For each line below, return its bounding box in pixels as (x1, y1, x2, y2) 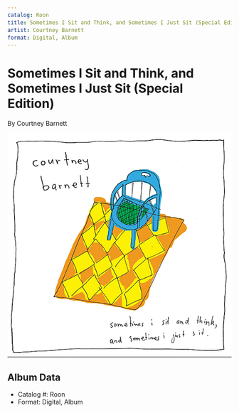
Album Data (7, 371, 61, 383)
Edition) (7, 96, 55, 112)
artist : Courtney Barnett (7, 26, 84, 33)
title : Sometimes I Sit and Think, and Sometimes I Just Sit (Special (7, 18, 221, 26)
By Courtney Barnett (7, 119, 68, 128)
